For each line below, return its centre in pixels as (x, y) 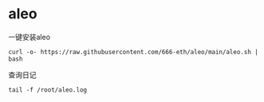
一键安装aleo (29, 37)
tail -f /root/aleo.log (48, 90)
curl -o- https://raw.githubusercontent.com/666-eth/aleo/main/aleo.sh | (134, 52)
